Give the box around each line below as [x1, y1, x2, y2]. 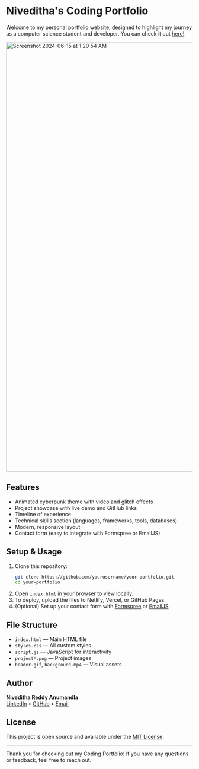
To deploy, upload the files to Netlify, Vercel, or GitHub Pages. [14, 596, 166, 604]
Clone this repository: [14, 562, 68, 570]
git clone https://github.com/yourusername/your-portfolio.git [14, 574, 175, 580]
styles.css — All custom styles [14, 642, 92, 649]
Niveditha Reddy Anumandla [6, 694, 79, 701]
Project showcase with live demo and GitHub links [14, 504, 137, 511]
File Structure [6, 620, 57, 630]
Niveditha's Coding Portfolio [6, 4, 149, 18]
